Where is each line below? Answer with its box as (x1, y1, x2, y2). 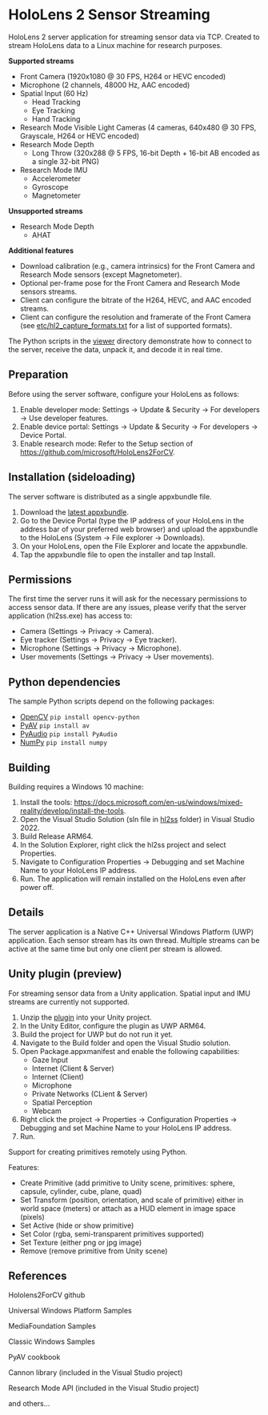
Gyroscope (31, 182, 69, 191)
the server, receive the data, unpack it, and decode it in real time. (8, 344, 223, 354)
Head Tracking (31, 97, 81, 106)
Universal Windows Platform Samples (8, 1306, 132, 1316)
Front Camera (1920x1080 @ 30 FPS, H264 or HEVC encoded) (19, 71, 226, 81)
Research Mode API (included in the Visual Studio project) (8, 1383, 200, 1393)
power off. (19, 883, 54, 892)
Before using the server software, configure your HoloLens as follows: (8, 389, 240, 399)
